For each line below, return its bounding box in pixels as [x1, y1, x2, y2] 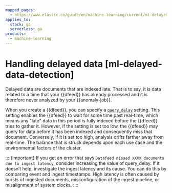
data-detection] [5, 69, 74, 81]
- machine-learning [10, 36, 52, 41]
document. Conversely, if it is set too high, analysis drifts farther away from [5, 134, 164, 140]
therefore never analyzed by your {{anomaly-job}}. [5, 97, 112, 103]
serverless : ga [10, 27, 42, 32]
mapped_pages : [5, 7, 36, 13]
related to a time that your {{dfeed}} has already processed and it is [5, 91, 148, 97]
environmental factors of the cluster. [5, 144, 82, 151]
